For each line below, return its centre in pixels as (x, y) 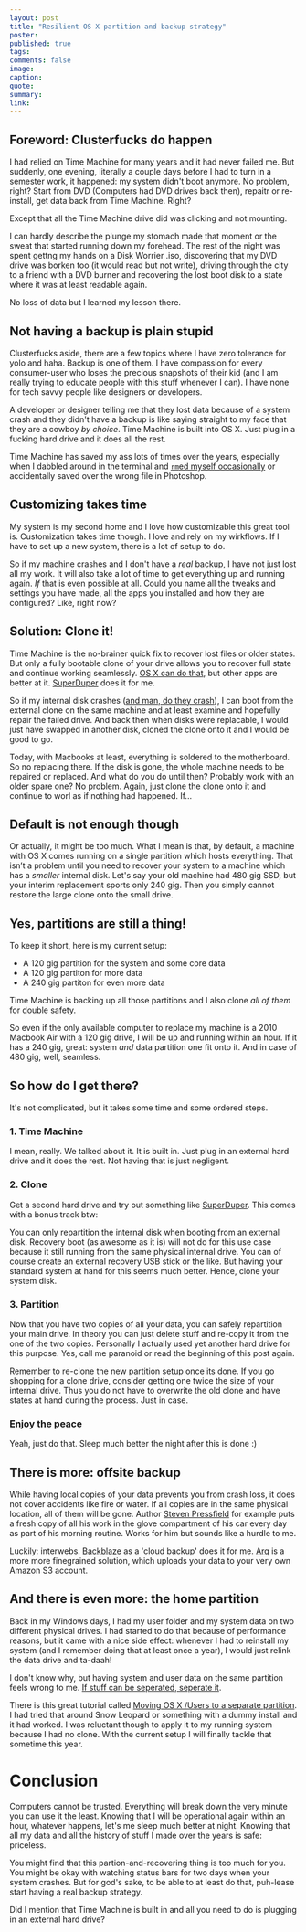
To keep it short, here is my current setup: (88, 946)
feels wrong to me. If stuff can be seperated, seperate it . (116, 1687)
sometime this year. (47, 1744)
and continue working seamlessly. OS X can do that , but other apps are (143, 673)
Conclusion (54, 1781)
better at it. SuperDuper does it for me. (82, 683)
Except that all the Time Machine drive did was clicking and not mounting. (148, 218)
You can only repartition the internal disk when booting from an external (145, 1232)
